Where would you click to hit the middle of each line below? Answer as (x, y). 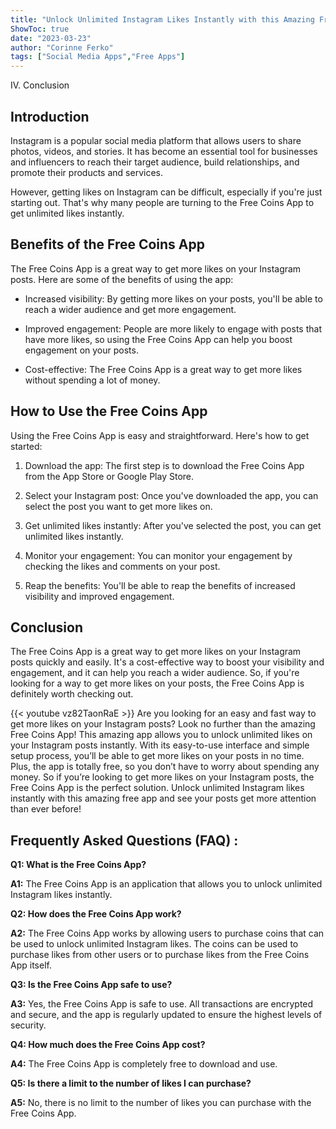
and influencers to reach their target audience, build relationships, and (155, 162)
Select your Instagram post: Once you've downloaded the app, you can (171, 495)
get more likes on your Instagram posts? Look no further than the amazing (163, 724)
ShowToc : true (40, 29)
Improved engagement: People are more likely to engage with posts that (173, 328)
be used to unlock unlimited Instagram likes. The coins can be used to (154, 944)
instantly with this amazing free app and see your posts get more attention (163, 798)
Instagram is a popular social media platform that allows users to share (156, 140)
